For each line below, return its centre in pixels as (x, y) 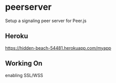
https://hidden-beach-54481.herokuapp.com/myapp (58, 48)
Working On (24, 64)
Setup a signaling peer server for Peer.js (46, 21)
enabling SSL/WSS (24, 75)
